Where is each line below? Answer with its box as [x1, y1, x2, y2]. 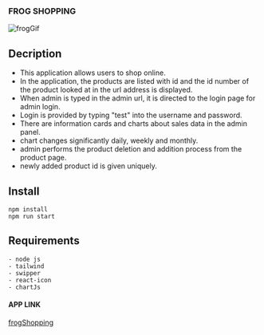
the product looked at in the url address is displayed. [19, 85, 193, 95]
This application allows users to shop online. [19, 68, 166, 77]
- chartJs [8, 283, 41, 291]
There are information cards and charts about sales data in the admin [19, 119, 247, 128]
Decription [8, 46, 62, 61]
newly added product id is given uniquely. [19, 161, 158, 171]
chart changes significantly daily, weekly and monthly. [19, 136, 199, 145]
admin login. [19, 102, 61, 112]
